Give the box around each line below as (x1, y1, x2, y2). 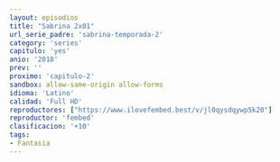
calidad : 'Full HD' (9, 96, 83, 106)
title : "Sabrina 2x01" (9, 22, 95, 31)
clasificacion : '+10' (9, 122, 91, 131)
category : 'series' (9, 38, 83, 48)
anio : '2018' (9, 55, 59, 64)
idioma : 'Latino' (9, 88, 75, 97)
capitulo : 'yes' (9, 47, 70, 56)
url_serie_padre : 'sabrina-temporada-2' (9, 30, 164, 39)
